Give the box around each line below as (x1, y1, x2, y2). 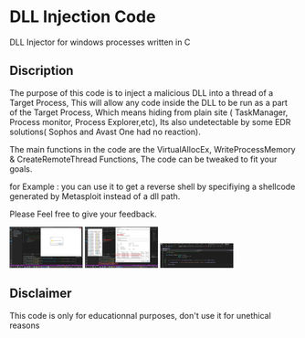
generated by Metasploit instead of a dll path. (9, 190, 181, 202)
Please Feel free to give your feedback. (9, 208, 157, 219)
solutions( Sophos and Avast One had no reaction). (9, 126, 201, 137)
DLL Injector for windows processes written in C (9, 37, 191, 48)
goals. (9, 163, 33, 174)
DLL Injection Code (9, 6, 156, 27)
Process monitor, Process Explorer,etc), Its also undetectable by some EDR (9, 116, 291, 127)
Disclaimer (9, 286, 72, 301)
